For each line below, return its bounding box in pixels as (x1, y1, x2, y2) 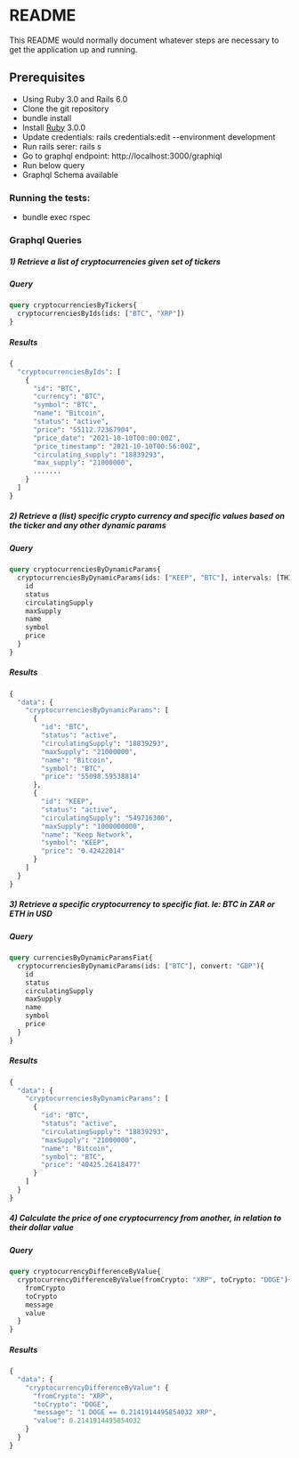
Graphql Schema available (21, 169, 118, 180)
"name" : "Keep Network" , (41, 830, 133, 839)
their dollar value (9, 1222, 74, 1233)
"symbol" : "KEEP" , (41, 838, 109, 847)
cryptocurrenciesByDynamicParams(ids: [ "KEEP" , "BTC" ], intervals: (17, 573, 273, 582)
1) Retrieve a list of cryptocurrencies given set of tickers (9, 255, 221, 267)
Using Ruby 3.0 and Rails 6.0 (21, 93, 128, 104)
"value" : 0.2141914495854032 (32, 1416, 141, 1425)
